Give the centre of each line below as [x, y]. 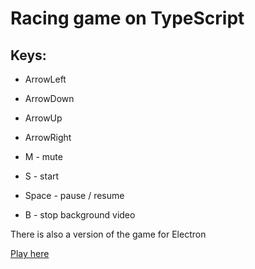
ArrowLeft [45, 79]
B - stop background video [80, 215]
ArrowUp [43, 118]
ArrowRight [48, 137]
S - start [42, 176]
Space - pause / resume [74, 195]
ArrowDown [49, 98]
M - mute [43, 156]
